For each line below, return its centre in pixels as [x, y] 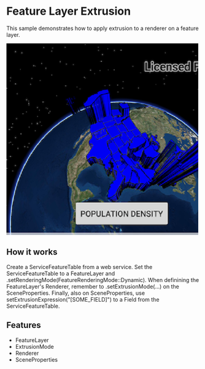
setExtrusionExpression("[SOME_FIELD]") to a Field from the [83, 299]
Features [24, 325]
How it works [32, 252]
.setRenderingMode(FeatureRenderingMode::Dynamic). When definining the [103, 280]
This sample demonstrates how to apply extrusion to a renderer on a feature [103, 28]
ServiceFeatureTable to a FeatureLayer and [61, 273]
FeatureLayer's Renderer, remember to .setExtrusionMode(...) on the [93, 286]
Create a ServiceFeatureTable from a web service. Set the [79, 267]
